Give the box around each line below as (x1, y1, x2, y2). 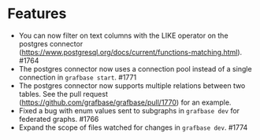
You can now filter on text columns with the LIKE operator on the (18, 31, 229, 40)
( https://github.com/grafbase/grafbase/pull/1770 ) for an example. (18, 98, 232, 107)
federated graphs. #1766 (18, 114, 99, 123)
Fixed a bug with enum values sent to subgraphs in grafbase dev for (18, 105, 240, 115)
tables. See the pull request (18, 89, 108, 98)
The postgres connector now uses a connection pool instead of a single (18, 64, 253, 73)
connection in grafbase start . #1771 (18, 72, 137, 82)
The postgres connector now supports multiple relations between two (18, 80, 246, 90)
